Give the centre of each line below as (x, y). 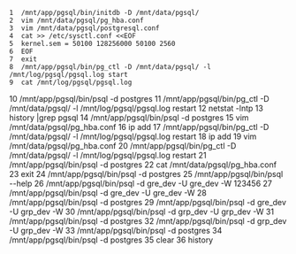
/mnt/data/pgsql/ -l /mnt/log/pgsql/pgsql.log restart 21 (108, 155)
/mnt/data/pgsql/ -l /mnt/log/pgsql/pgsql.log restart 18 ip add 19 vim (133, 136)
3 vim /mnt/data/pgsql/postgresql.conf (85, 28)
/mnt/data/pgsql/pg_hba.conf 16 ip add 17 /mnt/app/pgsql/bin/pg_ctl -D (139, 127)
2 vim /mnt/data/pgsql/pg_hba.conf (76, 20)
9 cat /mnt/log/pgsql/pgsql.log (71, 82)
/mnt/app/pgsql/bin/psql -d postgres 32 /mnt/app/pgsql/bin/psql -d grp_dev (148, 221)
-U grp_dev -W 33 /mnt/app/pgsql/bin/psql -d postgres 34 (116, 231)
